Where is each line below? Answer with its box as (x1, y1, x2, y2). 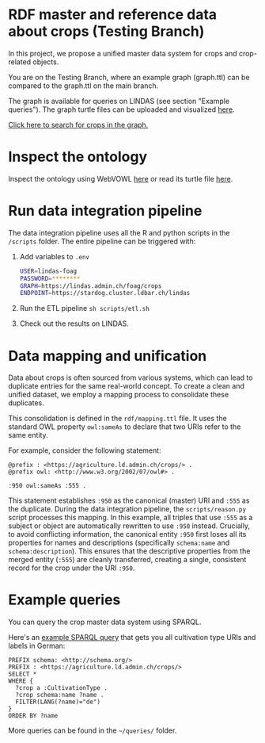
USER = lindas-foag (19, 267, 78, 275)
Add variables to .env (19, 251, 89, 261)
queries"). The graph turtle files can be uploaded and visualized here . (8, 105, 235, 114)
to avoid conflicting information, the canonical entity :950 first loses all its (8, 530, 247, 539)
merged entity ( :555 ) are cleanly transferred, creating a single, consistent (8, 555, 247, 565)
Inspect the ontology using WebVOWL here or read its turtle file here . (8, 174, 233, 183)
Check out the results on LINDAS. (19, 319, 129, 328)
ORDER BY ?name (8, 712, 59, 720)
